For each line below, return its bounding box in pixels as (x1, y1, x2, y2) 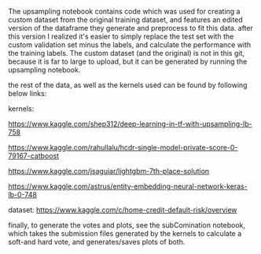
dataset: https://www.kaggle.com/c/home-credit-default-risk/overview (8, 205, 237, 215)
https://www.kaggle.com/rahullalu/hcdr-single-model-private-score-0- (8, 143, 238, 152)
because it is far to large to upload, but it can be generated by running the (8, 57, 248, 66)
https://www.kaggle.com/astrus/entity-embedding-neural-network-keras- (8, 182, 248, 191)
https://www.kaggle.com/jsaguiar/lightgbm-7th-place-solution (8, 167, 210, 175)
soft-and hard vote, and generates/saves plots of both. (8, 237, 186, 246)
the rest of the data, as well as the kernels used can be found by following (8, 80, 248, 90)
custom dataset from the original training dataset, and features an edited (8, 15, 244, 24)
